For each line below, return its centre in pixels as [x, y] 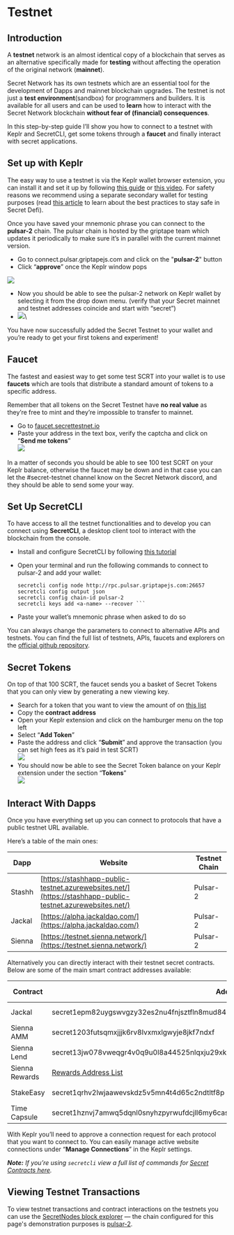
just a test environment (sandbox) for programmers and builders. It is [106, 98]
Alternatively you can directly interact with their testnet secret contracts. [111, 963]
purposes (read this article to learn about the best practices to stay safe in [114, 202]
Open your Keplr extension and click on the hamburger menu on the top [120, 720]
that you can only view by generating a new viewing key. [88, 692]
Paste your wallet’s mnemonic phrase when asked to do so [102, 617]
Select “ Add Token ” [46, 735]
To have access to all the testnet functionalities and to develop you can [109, 523]
